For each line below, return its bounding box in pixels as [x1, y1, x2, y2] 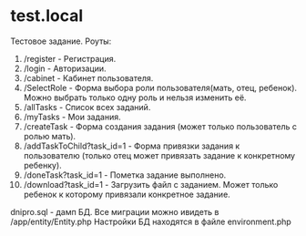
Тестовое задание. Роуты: [10, 36, 112, 46]
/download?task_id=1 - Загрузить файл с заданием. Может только [23, 179, 279, 190]
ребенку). [23, 159, 62, 170]
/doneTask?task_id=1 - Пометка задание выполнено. [23, 169, 227, 180]
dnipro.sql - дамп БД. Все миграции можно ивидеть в [10, 206, 219, 217]
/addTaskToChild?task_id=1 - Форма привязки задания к [23, 140, 240, 151]
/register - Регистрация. [23, 53, 117, 64]
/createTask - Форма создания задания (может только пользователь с [23, 120, 297, 132]
